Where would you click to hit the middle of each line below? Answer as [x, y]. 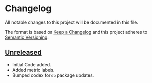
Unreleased [24, 53]
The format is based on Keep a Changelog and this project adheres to [76, 32]
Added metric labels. [33, 70]
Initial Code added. [31, 64]
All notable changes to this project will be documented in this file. [72, 22]
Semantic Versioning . [27, 37]
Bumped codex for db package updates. [53, 75]
